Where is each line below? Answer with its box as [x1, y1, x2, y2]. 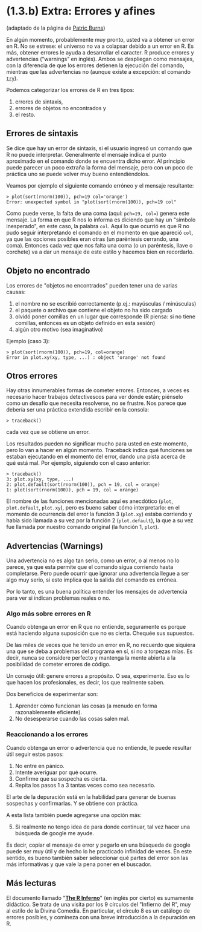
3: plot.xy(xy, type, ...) [6, 476, 74, 482]
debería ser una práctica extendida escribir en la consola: [6, 406, 150, 413]
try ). [6, 74, 18, 82]
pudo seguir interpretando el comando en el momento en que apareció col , [6, 229, 194, 236]
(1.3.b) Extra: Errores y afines [6, 4, 156, 18]
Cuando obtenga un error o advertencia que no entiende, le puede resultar [6, 744, 192, 751]
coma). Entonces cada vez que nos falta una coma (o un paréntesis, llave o [6, 241, 193, 249]
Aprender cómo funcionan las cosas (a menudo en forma [14, 702, 157, 709]
